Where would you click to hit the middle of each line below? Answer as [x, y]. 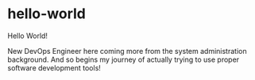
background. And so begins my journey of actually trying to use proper [124, 59]
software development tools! [54, 67]
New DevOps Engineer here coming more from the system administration [127, 51]
